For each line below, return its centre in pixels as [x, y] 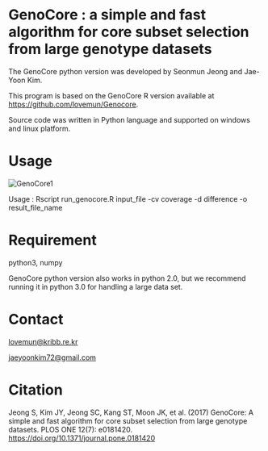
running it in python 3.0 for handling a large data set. [96, 286]
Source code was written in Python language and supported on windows [129, 119]
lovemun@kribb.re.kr [43, 341]
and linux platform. [40, 128]
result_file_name [36, 207]
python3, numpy [36, 262]
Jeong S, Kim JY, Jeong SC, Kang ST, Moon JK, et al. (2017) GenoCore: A [131, 412]
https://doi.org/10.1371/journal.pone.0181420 [82, 438]
